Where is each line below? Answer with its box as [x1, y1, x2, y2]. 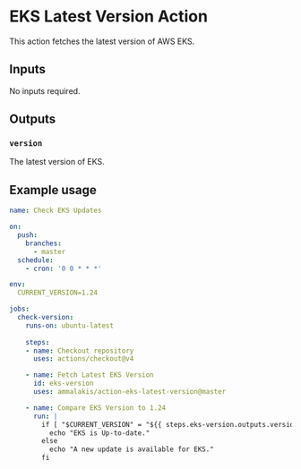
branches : [25, 239, 63, 248]
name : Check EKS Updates [9, 206, 102, 216]
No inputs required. [9, 85, 81, 96]
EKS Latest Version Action [9, 6, 209, 27]
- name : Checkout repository [25, 346, 134, 355]
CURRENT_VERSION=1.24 [17, 288, 99, 297]
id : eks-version [32, 379, 94, 388]
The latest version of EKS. [9, 157, 105, 167]
